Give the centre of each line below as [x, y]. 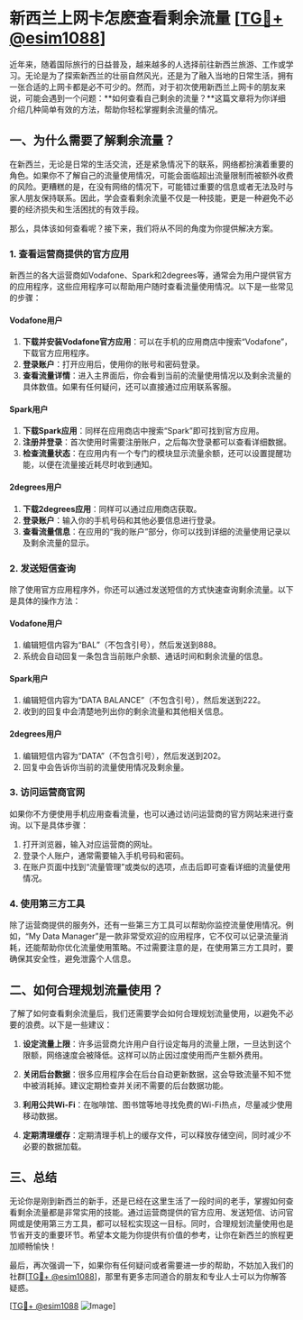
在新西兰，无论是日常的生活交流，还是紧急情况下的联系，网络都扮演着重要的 [151, 164]
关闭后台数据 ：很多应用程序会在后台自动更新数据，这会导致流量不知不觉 [156, 1074]
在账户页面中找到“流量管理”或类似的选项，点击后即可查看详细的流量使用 [156, 866]
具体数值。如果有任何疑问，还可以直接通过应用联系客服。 [129, 387]
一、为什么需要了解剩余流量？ [92, 141]
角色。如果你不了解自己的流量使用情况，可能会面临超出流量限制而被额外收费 [151, 175]
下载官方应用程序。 [58, 353]
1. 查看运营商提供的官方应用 [69, 253]
